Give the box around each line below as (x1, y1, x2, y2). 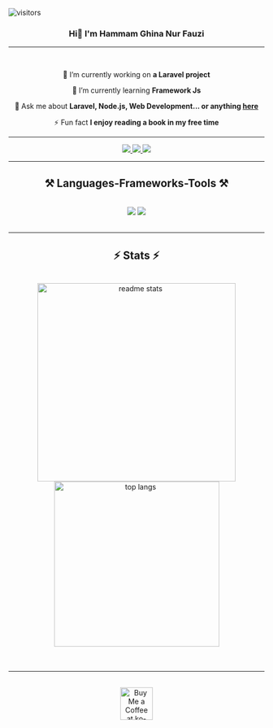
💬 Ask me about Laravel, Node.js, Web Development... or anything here (15, 102, 258, 111)
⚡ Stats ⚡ (113, 248, 160, 262)
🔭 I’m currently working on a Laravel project (63, 70, 210, 80)
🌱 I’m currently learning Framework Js (71, 85, 201, 95)
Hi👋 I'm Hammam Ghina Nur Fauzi (68, 28, 205, 39)
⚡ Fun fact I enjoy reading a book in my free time (54, 118, 219, 128)
